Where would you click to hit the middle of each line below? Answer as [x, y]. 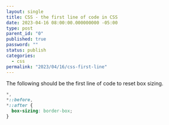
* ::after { [20, 105]
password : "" [22, 45]
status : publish [26, 50]
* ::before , [20, 100]
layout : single [25, 12]
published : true [26, 39]
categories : [21, 56]
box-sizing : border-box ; [42, 111]
